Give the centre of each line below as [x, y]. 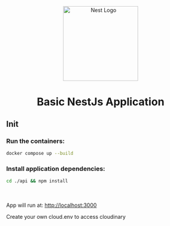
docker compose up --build [40, 153]
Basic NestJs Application [101, 102]
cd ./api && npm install [37, 181]
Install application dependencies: [56, 169]
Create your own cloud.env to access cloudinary [66, 216]
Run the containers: [35, 141]
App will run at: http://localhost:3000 [51, 205]
